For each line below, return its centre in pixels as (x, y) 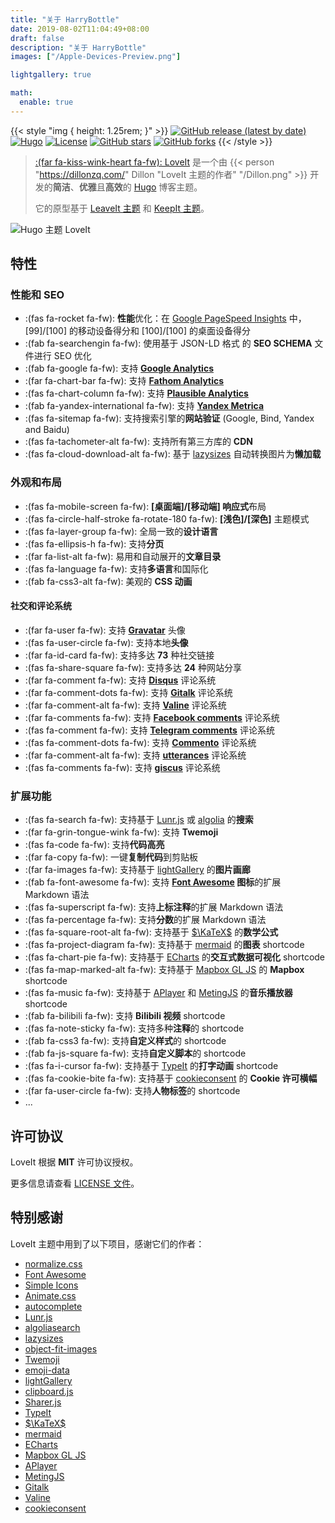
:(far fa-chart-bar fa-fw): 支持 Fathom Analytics (124, 381)
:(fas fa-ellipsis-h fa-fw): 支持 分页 (94, 543)
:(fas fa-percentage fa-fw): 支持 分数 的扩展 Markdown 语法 (145, 920)
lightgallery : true (51, 75)
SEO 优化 (72, 356)
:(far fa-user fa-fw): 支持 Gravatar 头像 (105, 630)
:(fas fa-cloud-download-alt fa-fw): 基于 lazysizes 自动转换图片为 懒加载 (173, 454)
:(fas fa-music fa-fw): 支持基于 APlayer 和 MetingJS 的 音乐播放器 (158, 993)
